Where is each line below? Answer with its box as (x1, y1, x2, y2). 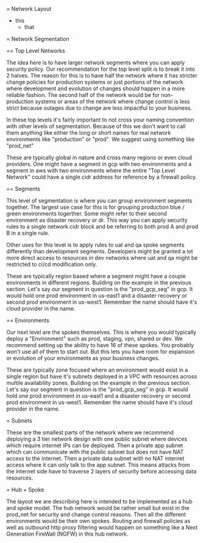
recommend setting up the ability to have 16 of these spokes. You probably (6, 342, 194, 348)
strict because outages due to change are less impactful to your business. (6, 104, 192, 112)
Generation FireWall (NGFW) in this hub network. (6, 530, 129, 538)
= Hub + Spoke (6, 486, 44, 493)
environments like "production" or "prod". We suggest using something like (6, 135, 195, 143)
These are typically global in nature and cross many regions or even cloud (6, 154, 192, 161)
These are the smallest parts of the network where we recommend (6, 429, 174, 436)
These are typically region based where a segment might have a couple (6, 273, 186, 279)
